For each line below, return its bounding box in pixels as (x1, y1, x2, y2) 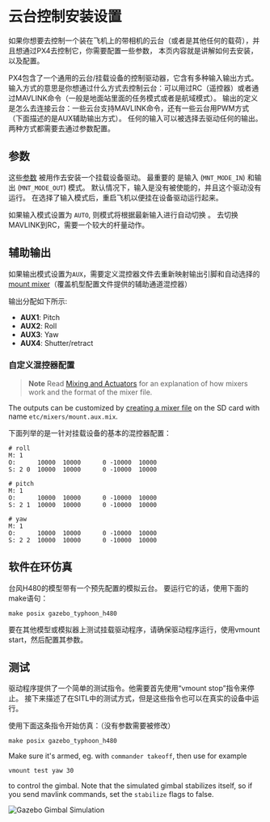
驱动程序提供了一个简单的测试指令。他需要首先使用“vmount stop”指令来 (8, 684, 248, 693)
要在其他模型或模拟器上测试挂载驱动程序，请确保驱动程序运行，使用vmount (8, 624, 260, 634)
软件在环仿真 (8, 560, 73, 574)
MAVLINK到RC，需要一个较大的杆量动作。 (8, 220, 150, 230)
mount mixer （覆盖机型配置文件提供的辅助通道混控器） (8, 279, 192, 289)
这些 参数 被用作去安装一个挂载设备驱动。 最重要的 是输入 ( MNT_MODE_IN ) (8, 172, 246, 182)
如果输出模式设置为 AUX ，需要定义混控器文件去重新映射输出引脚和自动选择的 (8, 268, 260, 279)
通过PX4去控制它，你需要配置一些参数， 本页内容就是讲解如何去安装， (22, 45, 258, 55)
